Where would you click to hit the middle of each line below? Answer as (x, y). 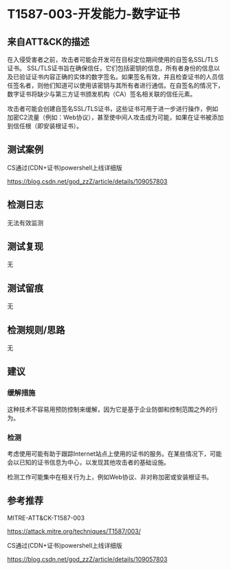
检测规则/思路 (36, 330)
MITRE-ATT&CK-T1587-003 (46, 518)
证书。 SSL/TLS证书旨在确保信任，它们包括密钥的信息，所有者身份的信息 (111, 68)
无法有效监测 (25, 223)
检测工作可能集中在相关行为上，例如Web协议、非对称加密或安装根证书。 (110, 477)
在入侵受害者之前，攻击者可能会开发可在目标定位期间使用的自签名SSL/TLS (113, 60)
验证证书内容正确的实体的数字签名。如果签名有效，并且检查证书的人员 (118, 77)
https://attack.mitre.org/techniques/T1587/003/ (74, 531)
